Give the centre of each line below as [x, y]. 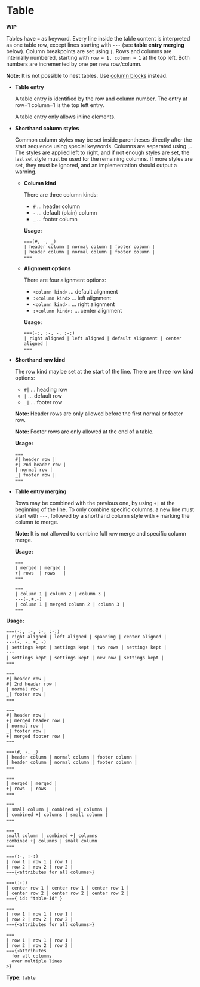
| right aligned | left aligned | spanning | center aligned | [87, 637]
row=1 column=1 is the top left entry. [59, 105]
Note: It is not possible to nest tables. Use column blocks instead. [87, 75]
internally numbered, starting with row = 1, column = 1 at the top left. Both [98, 57]
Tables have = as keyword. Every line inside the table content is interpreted [98, 38]
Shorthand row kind [40, 360]
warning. [26, 172]
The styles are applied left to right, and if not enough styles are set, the [102, 152]
